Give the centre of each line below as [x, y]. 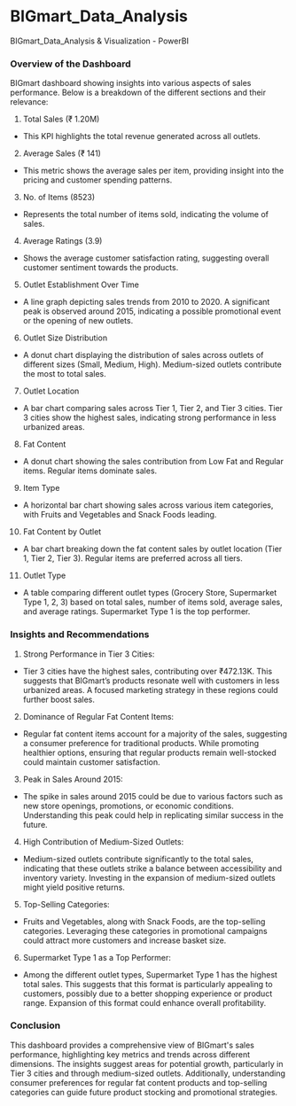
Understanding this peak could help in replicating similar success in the [153, 815]
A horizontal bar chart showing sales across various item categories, [148, 505]
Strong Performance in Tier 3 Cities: [89, 654]
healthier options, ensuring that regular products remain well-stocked [150, 752]
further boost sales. [59, 699]
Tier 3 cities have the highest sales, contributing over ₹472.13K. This [148, 671]
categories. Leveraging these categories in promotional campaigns [145, 931]
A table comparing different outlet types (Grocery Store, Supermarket [150, 593]
